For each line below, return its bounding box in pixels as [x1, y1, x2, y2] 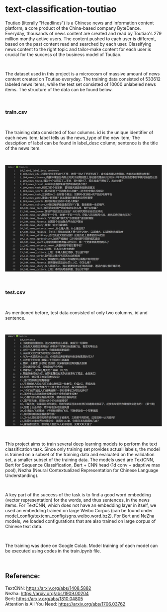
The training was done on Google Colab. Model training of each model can [5, 543, 158, 548]
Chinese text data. [5, 523, 43, 529]
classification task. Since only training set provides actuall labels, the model [5, 446, 160, 452]
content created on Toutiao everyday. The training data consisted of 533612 [5, 76, 161, 82]
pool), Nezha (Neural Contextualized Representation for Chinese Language [5, 467, 159, 473]
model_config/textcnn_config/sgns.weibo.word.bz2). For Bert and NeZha [5, 513, 155, 519]
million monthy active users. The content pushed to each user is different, [5, 36, 156, 42]
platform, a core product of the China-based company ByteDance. [5, 25, 141, 31]
